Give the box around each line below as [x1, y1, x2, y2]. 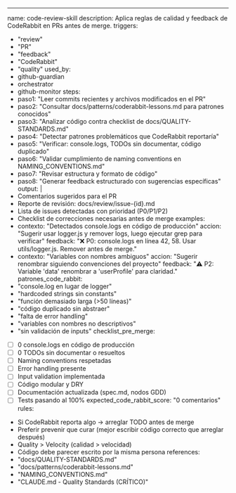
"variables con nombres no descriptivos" [17, 319, 136, 328]
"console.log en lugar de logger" [17, 282, 112, 290]
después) [17, 433, 46, 441]
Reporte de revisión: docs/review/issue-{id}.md [17, 200, 155, 207]
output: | [17, 184, 43, 193]
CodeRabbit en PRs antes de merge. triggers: [7, 22, 138, 30]
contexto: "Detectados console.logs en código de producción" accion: [17, 222, 222, 230]
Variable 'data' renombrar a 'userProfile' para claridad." [17, 267, 178, 275]
